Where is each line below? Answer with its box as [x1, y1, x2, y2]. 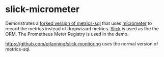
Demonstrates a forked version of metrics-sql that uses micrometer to [5, 20, 152, 26]
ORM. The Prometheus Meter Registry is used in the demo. [5, 31, 129, 37]
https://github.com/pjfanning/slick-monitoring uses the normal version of [5, 40, 158, 46]
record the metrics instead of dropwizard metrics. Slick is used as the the [5, 25, 159, 31]
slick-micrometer [5, 4, 80, 15]
